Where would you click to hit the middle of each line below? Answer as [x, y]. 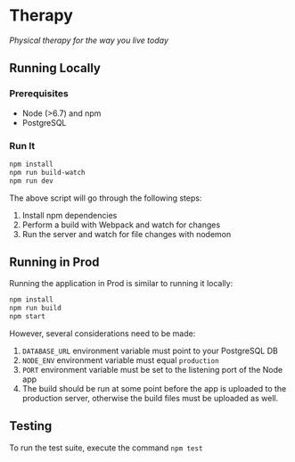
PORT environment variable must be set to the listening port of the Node [152, 369]
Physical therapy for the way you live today [89, 40]
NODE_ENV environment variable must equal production [121, 360]
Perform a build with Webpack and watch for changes [121, 225]
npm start [28, 317]
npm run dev [31, 181]
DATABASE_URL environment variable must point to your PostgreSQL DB [150, 351]
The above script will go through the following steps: [106, 198]
